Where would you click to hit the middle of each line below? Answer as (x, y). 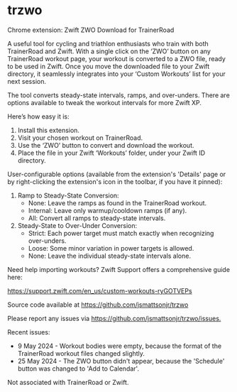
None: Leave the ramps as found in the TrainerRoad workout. (117, 203)
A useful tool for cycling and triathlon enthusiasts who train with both (108, 43)
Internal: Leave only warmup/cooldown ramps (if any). (108, 210)
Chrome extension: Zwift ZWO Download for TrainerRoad (91, 30)
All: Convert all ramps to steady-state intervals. (97, 218)
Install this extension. (49, 130)
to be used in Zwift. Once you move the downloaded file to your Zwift (109, 66)
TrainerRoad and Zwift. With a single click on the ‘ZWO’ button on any (109, 51)
